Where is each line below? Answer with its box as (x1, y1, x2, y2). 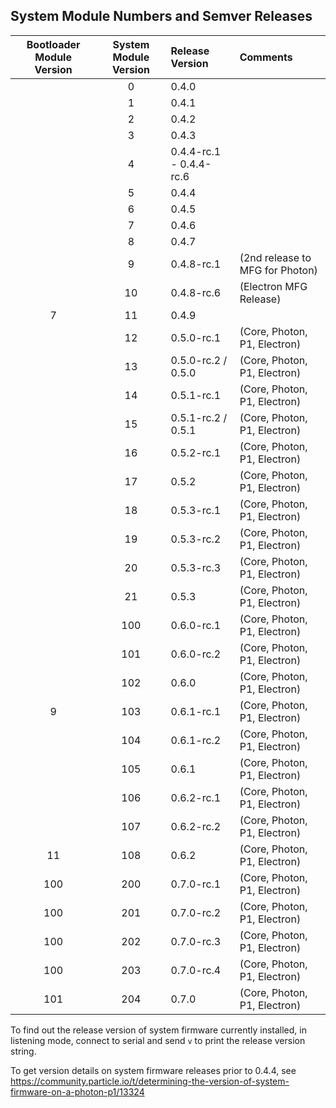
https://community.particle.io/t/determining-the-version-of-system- (10, 1075, 290, 1087)
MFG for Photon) (239, 263, 318, 277)
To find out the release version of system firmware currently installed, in (10, 1024, 307, 1036)
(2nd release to (239, 250, 312, 264)
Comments (239, 50, 293, 64)
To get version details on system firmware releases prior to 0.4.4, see (10, 1064, 297, 1076)
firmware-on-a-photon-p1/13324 (10, 1085, 145, 1098)
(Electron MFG (239, 279, 308, 293)
